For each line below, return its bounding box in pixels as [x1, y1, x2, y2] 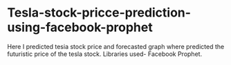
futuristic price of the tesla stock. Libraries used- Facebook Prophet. [7, 50, 203, 58]
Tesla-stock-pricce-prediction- [7, 5, 192, 21]
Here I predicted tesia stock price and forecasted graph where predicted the [7, 42, 225, 50]
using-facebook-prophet [7, 19, 154, 35]
